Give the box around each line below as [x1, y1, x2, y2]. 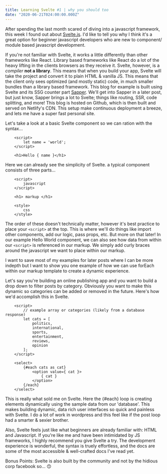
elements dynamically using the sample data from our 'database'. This [5, 401, 150, 407]
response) [5, 312, 26, 317]
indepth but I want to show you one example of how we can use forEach [5, 262, 154, 268]
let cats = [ [23, 316, 51, 322]
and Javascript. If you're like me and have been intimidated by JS [5, 432, 140, 438]
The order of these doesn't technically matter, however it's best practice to [5, 221, 160, 227]
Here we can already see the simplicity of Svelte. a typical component [5, 161, 150, 167]
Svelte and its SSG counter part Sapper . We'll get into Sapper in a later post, [5, 89, 162, 95]
